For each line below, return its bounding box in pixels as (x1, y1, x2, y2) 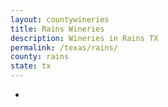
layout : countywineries (10, 14, 110, 25)
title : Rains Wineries (10, 24, 105, 34)
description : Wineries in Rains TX (10, 33, 159, 43)
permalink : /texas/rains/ (10, 42, 118, 53)
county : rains (10, 52, 70, 62)
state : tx (10, 61, 52, 71)
